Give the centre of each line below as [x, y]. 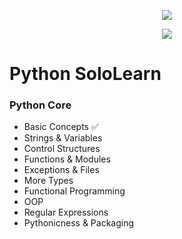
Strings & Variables [63, 138]
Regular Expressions [66, 212]
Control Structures [62, 149]
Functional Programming [74, 191]
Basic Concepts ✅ [61, 127]
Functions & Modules [67, 159]
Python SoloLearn [85, 74]
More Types [48, 181]
